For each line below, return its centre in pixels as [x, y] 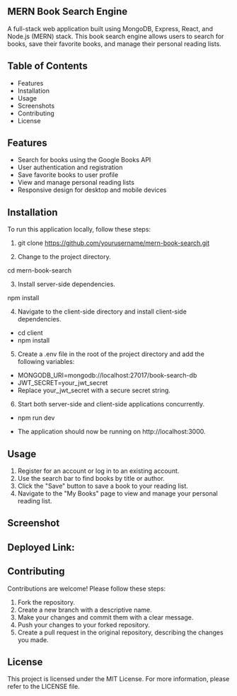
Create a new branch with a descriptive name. [85, 610]
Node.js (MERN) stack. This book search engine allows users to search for [116, 36]
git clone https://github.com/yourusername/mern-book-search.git [114, 243]
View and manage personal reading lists [76, 183]
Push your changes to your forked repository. [84, 624]
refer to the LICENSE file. [44, 687]
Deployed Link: [41, 547]
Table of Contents [48, 66]
